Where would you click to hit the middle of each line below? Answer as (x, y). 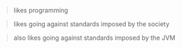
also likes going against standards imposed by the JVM (94, 38)
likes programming (41, 10)
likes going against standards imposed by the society (91, 24)
